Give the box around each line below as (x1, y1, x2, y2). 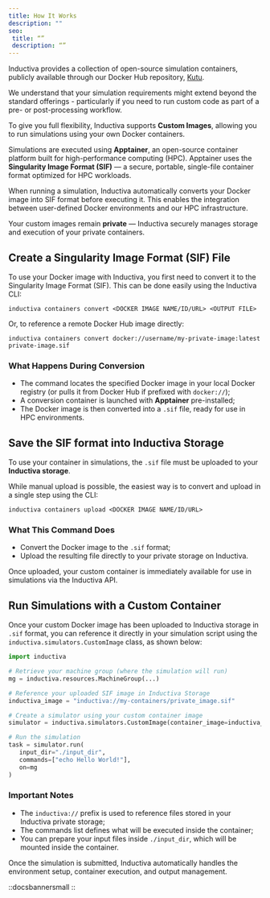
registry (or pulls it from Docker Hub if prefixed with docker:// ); (19, 387, 231, 397)
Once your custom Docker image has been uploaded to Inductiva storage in (8, 620, 260, 630)
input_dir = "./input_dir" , (18, 748, 106, 757)
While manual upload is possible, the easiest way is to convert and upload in (8, 482, 261, 491)
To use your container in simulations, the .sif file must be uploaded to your (8, 457, 259, 467)
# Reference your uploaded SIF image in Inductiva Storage (8, 689, 211, 697)
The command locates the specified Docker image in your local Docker (19, 379, 256, 388)
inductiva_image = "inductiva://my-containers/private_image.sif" (8, 697, 235, 705)
